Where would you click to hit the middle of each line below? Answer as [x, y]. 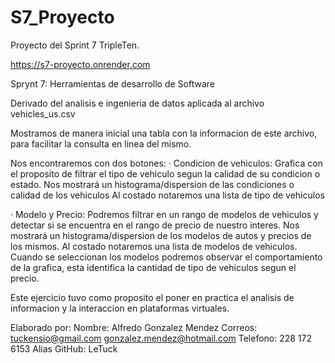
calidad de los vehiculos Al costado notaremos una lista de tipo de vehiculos [167, 195]
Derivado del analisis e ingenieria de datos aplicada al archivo [137, 103]
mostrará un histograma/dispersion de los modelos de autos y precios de [161, 235]
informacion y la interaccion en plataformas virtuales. [120, 308]
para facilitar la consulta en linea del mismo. [101, 143]
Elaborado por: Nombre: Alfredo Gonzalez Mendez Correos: [134, 327]
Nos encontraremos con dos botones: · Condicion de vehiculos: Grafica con [166, 163]
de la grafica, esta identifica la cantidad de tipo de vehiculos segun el [153, 267]
